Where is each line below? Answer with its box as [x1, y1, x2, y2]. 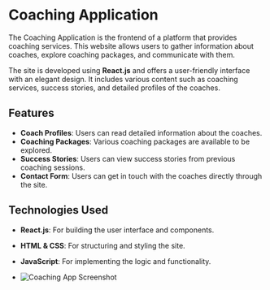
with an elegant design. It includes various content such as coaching [8, 74, 238, 84]
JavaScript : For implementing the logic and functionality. [20, 256, 211, 266]
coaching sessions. [20, 162, 85, 172]
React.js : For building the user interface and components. [20, 225, 215, 235]
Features [8, 106, 54, 120]
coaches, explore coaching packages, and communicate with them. [8, 50, 236, 59]
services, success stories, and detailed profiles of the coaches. [8, 83, 221, 93]
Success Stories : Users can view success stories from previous [20, 154, 236, 163]
